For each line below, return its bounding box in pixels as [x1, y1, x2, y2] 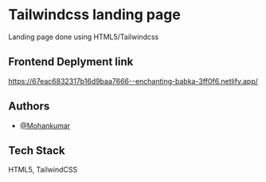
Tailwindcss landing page [8, 6, 181, 24]
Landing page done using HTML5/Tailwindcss [8, 32, 159, 42]
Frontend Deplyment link [8, 55, 134, 69]
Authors [8, 100, 50, 113]
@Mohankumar [19, 121, 71, 130]
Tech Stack [8, 144, 65, 157]
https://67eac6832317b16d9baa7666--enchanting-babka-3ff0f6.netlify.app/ [8, 76, 259, 85]
